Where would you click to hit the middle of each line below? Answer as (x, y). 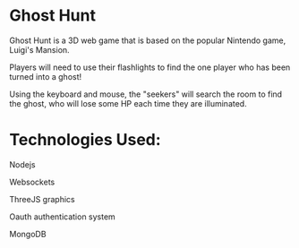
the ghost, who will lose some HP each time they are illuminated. (128, 103)
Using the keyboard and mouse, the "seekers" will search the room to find (146, 94)
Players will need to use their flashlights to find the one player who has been (150, 67)
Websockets (32, 182)
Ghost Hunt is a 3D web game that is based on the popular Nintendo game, (148, 40)
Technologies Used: (85, 140)
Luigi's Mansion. (39, 49)
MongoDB (28, 234)
